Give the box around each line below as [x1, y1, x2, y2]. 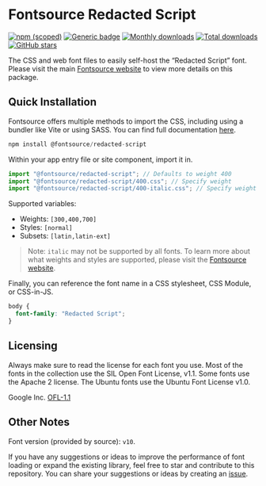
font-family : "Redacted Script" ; [15, 310, 126, 318]
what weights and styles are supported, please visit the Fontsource [27, 255, 247, 265]
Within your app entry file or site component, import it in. [8, 155, 193, 164]
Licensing [8, 339, 58, 353]
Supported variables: [8, 199, 77, 209]
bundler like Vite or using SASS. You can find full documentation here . [8, 124, 236, 134]
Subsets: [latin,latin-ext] [19, 232, 111, 241]
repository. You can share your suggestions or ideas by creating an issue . [8, 469, 249, 478]
